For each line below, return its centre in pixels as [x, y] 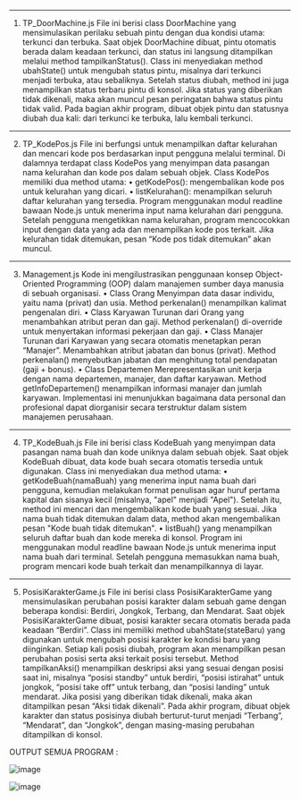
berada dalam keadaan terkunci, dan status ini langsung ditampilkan [147, 51]
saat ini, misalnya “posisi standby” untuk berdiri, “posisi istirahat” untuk [153, 677]
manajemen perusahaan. [68, 417]
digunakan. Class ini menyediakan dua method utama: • [125, 471]
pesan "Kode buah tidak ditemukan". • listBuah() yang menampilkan [147, 528]
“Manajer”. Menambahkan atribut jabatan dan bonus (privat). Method [149, 350]
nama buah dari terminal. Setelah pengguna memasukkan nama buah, [150, 557]
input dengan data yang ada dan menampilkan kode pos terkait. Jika [148, 230]
